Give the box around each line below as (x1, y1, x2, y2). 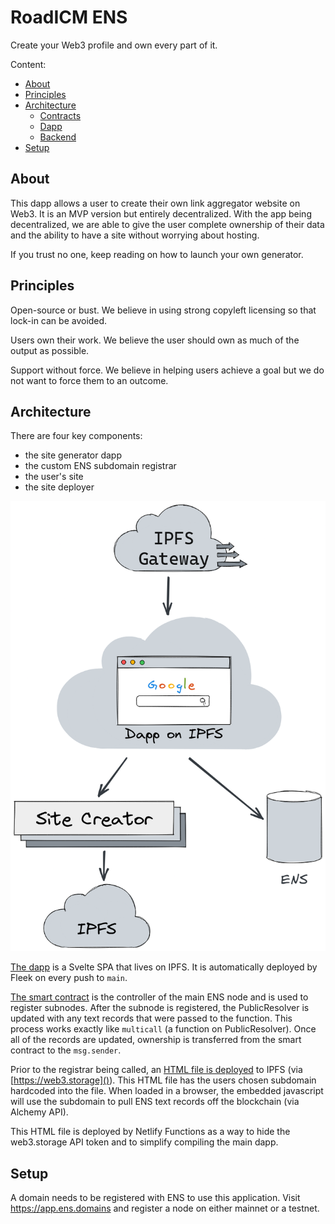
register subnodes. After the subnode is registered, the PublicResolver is (10, 1002, 310, 1014)
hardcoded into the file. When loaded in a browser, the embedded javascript (10, 1085, 324, 1097)
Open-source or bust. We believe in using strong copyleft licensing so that (10, 304, 317, 316)
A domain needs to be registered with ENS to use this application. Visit (10, 1191, 301, 1203)
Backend (39, 131, 77, 143)
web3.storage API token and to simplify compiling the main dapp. (10, 1136, 279, 1148)
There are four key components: (10, 430, 143, 442)
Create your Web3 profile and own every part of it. (10, 39, 218, 51)
